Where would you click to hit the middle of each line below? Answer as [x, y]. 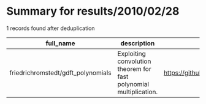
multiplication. [138, 92]
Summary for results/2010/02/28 [93, 11]
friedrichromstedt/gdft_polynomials [60, 73]
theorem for [134, 69]
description [138, 43]
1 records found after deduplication [51, 28]
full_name [60, 43]
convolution [134, 61]
